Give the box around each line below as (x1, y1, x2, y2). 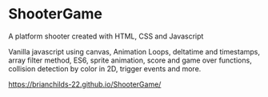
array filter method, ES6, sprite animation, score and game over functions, (8, 55, 252, 65)
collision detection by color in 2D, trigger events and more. (8, 63, 202, 73)
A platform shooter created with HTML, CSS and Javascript (8, 31, 204, 41)
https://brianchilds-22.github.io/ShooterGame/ (8, 79, 162, 89)
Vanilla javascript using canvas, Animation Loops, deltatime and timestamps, (8, 46, 261, 56)
